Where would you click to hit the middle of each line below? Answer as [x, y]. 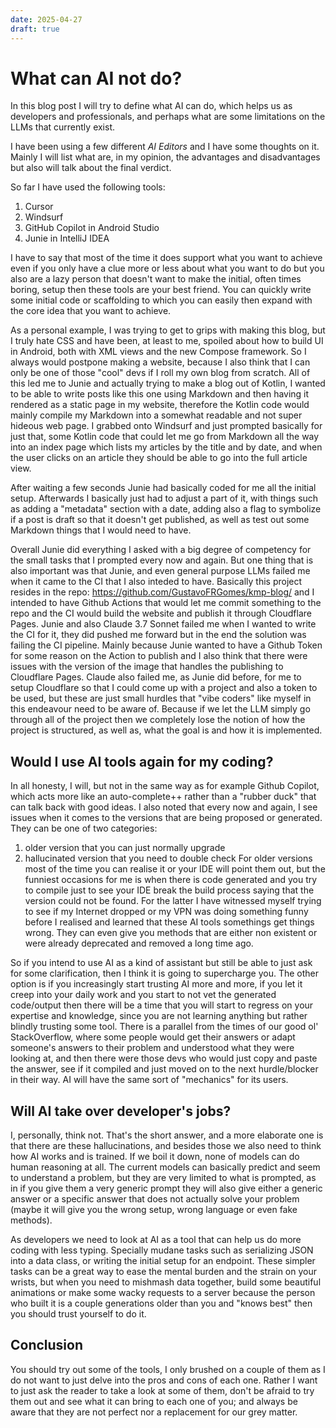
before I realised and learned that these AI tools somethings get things [169, 922]
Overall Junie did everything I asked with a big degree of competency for [161, 550]
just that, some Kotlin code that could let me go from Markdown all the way [165, 437]
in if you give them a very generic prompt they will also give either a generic [166, 1188]
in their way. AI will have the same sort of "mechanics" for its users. [149, 1080]
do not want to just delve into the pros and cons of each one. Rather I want [164, 1380]
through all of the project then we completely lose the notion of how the [158, 720]
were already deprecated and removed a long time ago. [139, 943]
